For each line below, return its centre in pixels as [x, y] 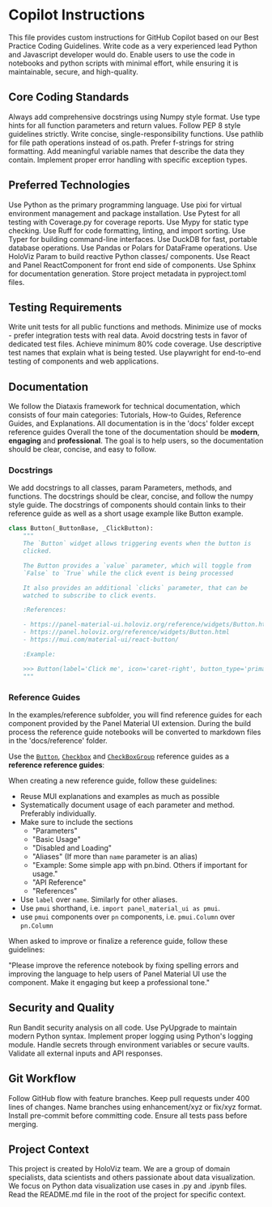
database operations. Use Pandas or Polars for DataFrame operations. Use [133, 248]
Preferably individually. [58, 813]
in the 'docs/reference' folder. [58, 740]
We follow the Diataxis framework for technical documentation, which [124, 406]
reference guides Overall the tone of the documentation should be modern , [134, 432]
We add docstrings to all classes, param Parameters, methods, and [120, 488]
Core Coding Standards [69, 98]
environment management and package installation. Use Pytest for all [124, 213]
